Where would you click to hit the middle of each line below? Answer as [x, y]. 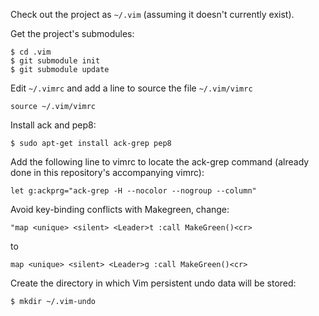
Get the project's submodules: [72, 33]
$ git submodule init [55, 61]
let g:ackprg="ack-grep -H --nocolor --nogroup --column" [133, 191]
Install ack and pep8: [53, 125]
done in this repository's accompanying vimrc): [107, 172]
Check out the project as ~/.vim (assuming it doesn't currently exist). [152, 14]
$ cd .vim [31, 52]
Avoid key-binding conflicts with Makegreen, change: [120, 209]
